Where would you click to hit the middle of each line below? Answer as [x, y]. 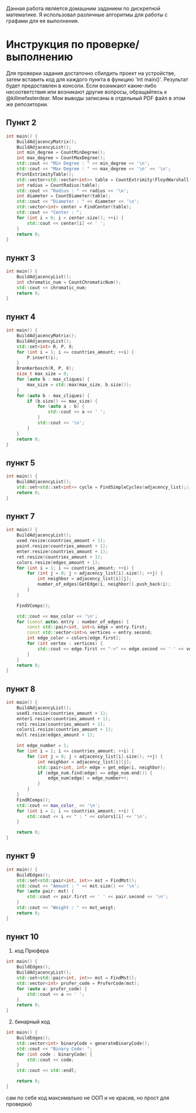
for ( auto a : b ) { [61, 406]
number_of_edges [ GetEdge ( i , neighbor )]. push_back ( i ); [104, 584]
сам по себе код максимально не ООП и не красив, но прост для [87, 1098]
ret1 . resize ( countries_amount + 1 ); [61, 724]
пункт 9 [21, 856]
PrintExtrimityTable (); [45, 174]
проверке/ [113, 45]
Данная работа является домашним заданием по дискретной [83, 8]
